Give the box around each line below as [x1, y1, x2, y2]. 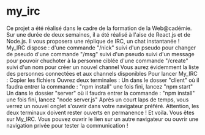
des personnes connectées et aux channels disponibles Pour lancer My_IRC [6, 70, 198, 77]
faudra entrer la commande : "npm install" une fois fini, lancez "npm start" [6, 82, 193, 90]
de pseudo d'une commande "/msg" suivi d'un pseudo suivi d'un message [6, 50, 195, 57]
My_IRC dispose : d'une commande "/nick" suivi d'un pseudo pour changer [6, 44, 196, 51]
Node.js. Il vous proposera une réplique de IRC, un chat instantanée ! [6, 37, 180, 45]
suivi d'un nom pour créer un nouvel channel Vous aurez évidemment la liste [6, 63, 199, 71]
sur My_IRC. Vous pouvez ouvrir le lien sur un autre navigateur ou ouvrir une [6, 115, 199, 123]
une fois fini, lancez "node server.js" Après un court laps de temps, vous [6, 96, 189, 103]
